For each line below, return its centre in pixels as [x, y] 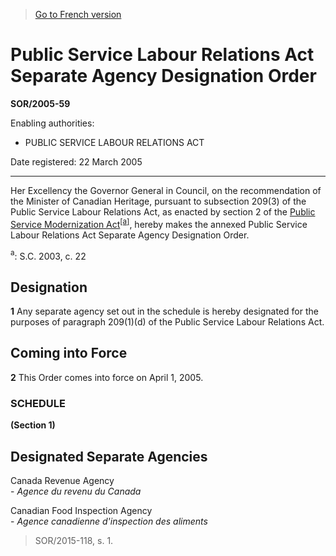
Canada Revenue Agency [62, 480]
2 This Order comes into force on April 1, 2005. [107, 377]
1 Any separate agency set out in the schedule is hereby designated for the [164, 311]
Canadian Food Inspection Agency [81, 510]
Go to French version [78, 14]
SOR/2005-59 [40, 103]
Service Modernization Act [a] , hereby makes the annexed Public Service [159, 223]
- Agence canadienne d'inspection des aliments [109, 521]
